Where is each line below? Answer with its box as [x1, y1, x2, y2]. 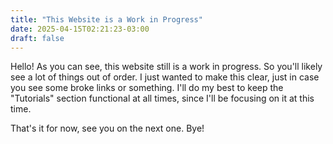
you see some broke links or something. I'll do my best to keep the [10, 82, 284, 94]
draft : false [10, 33, 65, 43]
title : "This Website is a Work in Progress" [10, 14, 203, 25]
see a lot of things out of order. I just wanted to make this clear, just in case [10, 71, 320, 83]
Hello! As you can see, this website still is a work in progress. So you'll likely [10, 61, 323, 73]
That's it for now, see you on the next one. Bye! [10, 122, 205, 135]
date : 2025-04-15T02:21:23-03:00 [10, 24, 150, 34]
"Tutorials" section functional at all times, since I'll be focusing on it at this [10, 92, 315, 105]
